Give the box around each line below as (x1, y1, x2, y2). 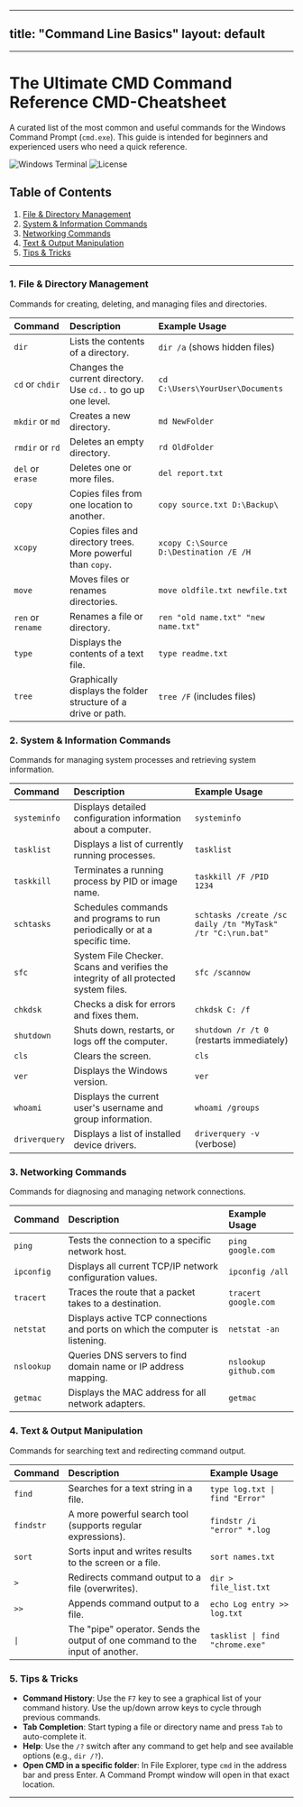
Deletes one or (69, 461, 133, 473)
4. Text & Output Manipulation (9, 1425, 143, 1437)
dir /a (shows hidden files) (158, 340, 275, 353)
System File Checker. (73, 949, 164, 962)
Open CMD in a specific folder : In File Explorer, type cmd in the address (22, 1760, 287, 1771)
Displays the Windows (73, 1065, 169, 1078)
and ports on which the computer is (68, 1323, 219, 1335)
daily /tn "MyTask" (194, 919, 279, 930)
